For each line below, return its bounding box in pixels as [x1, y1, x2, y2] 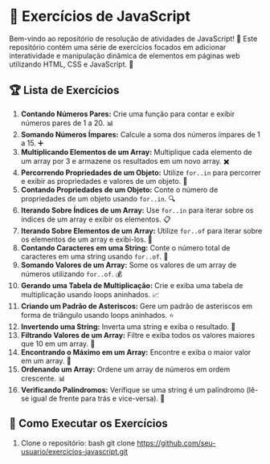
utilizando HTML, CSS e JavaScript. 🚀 [9, 59, 134, 69]
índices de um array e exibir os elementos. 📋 [20, 214, 171, 224]
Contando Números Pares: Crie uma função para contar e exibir [20, 108, 235, 119]
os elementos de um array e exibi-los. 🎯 [20, 234, 153, 244]
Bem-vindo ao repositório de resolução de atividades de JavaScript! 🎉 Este [9, 34, 258, 43]
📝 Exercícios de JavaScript [9, 7, 191, 26]
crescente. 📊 [20, 373, 66, 383]
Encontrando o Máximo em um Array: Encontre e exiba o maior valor [20, 347, 252, 356]
